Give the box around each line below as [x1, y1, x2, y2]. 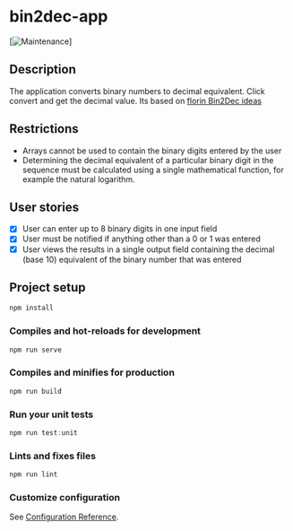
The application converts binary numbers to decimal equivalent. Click [9, 85, 266, 96]
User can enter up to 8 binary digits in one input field [22, 223, 218, 234]
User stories [9, 199, 79, 214]
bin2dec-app [9, 6, 108, 27]
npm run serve [9, 345, 63, 354]
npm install [9, 303, 54, 313]
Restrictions [9, 121, 79, 136]
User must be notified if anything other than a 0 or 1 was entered [22, 233, 262, 244]
